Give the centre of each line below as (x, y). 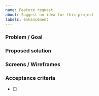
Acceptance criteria (30, 78)
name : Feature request (29, 10)
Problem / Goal (24, 37)
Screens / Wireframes (33, 65)
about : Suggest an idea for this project (50, 15)
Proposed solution (28, 51)
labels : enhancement (27, 19)
